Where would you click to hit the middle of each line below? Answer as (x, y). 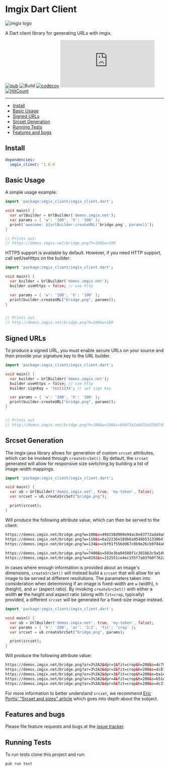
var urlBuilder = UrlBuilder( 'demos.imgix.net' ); (63, 215)
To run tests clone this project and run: (45, 754)
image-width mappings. (30, 469)
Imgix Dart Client (41, 9)
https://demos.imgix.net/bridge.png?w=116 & (52, 539)
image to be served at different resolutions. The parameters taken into (78, 578)
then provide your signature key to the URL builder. (58, 356)
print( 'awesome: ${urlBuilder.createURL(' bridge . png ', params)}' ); (82, 225)
